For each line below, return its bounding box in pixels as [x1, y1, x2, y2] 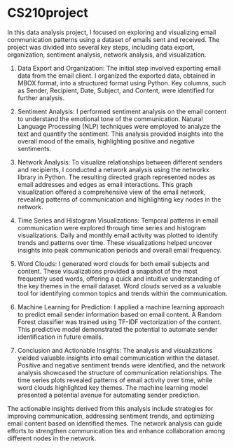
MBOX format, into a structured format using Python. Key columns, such [17, 78, 226, 87]
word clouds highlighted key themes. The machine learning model [17, 383, 208, 391]
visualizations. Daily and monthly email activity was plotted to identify [17, 231, 219, 239]
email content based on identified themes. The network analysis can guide [7, 419, 223, 428]
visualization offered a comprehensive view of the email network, [17, 188, 206, 196]
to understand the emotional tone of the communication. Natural [17, 114, 203, 123]
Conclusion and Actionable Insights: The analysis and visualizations [17, 346, 213, 354]
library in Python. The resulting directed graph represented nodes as [17, 173, 216, 181]
